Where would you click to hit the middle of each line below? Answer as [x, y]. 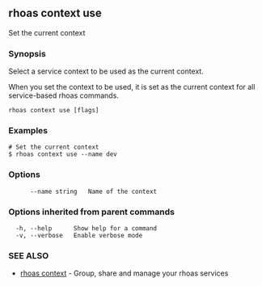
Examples [28, 131]
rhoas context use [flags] [54, 111]
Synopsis [27, 53]
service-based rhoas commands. [64, 95]
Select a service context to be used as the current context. [106, 71]
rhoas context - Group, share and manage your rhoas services [124, 273]
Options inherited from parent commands [92, 212]
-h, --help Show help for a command [87, 229]
